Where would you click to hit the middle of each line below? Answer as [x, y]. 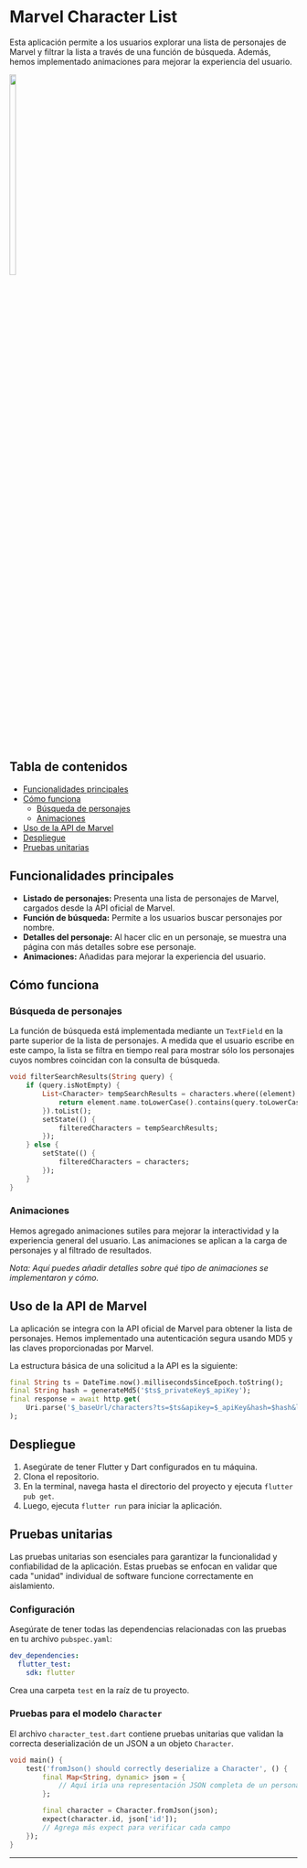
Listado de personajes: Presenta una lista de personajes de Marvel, [151, 898]
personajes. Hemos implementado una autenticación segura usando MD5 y [151, 1338]
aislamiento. [32, 1585]
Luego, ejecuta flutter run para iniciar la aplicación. [122, 1505]
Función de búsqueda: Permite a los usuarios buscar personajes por [153, 917]
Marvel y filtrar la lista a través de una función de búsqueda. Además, [140, 51]
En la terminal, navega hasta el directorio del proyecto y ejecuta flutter [158, 1486]
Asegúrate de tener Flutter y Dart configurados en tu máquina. [140, 1467]
